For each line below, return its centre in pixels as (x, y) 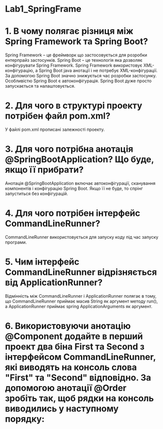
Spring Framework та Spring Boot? (77, 42)
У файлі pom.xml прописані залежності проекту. (55, 129)
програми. (16, 242)
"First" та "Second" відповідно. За (78, 378)
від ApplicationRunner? (54, 283)
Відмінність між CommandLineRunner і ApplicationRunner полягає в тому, (81, 296)
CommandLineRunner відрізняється (81, 272)
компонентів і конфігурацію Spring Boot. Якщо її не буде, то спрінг (74, 188)
